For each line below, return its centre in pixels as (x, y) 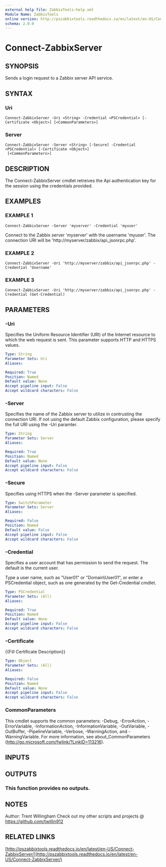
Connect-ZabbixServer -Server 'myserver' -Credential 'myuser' (72, 226)
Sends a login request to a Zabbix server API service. (59, 78)
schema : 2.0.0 (20, 23)
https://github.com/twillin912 (34, 821)
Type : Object (19, 661)
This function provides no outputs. (48, 788)
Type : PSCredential (25, 592)
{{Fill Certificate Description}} (35, 652)
